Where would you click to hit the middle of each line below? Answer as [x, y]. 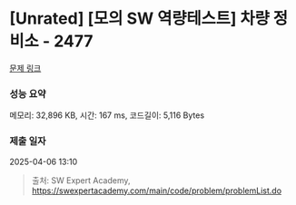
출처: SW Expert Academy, [81, 180]
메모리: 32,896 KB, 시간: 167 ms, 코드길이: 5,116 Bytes [107, 115]
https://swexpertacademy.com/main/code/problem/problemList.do [157, 190]
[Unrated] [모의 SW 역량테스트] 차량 [139, 19]
